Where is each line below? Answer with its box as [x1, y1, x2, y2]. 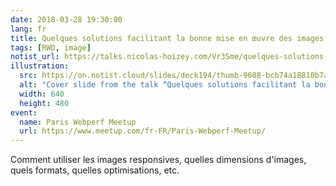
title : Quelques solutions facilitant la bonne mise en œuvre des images [10, 33, 325, 43]
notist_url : [10, 52, 60, 62]
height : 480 [19, 98, 70, 108]
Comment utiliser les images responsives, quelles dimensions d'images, [10, 154, 307, 166]
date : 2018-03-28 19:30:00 [10, 14, 123, 25]
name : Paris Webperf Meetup [19, 117, 137, 127]
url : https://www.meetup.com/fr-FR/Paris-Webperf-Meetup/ [19, 126, 267, 136]
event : [10, 107, 38, 118]
